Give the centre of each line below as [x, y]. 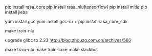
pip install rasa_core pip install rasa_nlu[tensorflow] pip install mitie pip [76, 7]
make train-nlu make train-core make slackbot [52, 49]
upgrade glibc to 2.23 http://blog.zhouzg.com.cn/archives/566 [68, 40]
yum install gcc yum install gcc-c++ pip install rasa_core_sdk [66, 21]
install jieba [16, 12]
